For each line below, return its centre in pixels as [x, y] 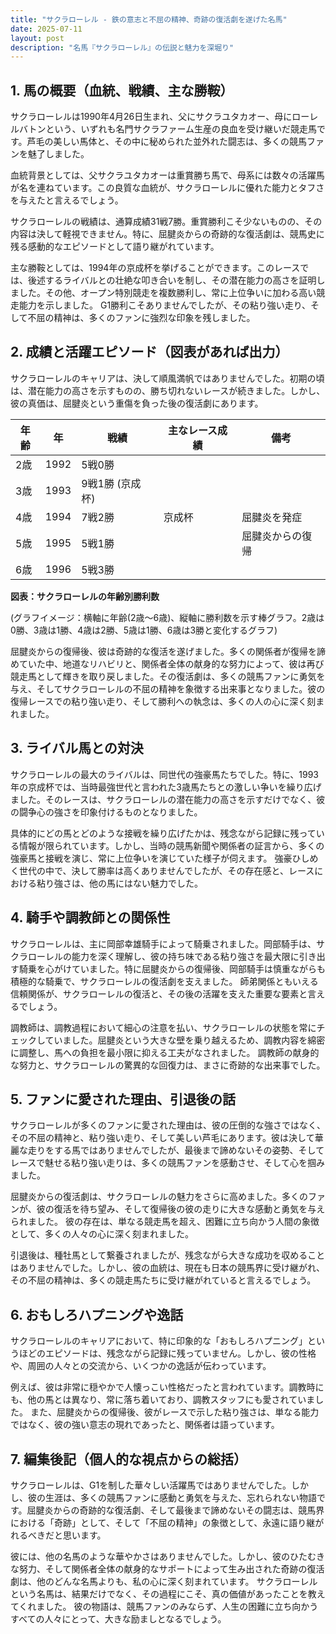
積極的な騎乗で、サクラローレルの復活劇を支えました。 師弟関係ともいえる [164, 981]
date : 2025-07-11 [46, 29]
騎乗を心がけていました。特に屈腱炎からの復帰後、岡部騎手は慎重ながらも [172, 968]
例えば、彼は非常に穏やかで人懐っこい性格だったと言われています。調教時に [167, 1387]
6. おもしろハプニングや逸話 [97, 1314]
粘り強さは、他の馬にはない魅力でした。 [119, 883]
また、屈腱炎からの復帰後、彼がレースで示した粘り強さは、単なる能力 [174, 1412]
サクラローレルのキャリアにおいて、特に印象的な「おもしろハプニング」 [159, 1341]
